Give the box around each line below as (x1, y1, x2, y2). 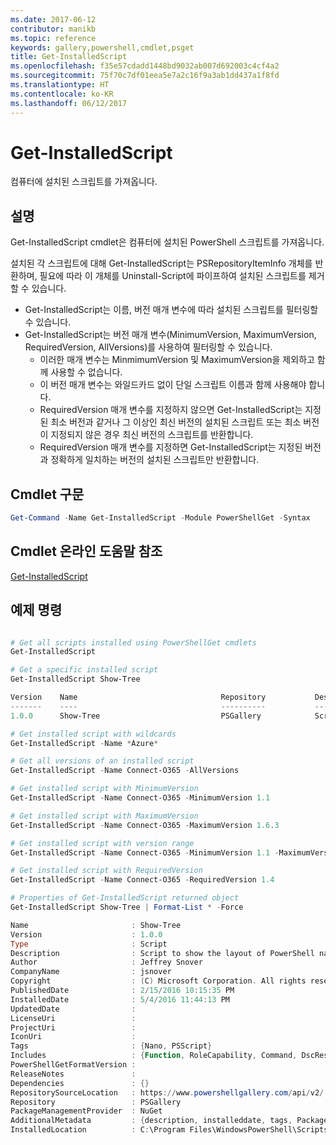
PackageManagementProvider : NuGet (10, 1106, 163, 1116)
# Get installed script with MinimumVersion (10, 784, 199, 794)
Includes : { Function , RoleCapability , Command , (10, 1051, 298, 1061)
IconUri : (10, 1032, 137, 1042)
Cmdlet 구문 (10, 486, 85, 503)
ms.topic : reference (10, 33, 97, 43)
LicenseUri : (10, 1013, 137, 1023)
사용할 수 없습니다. (50, 366, 123, 378)
